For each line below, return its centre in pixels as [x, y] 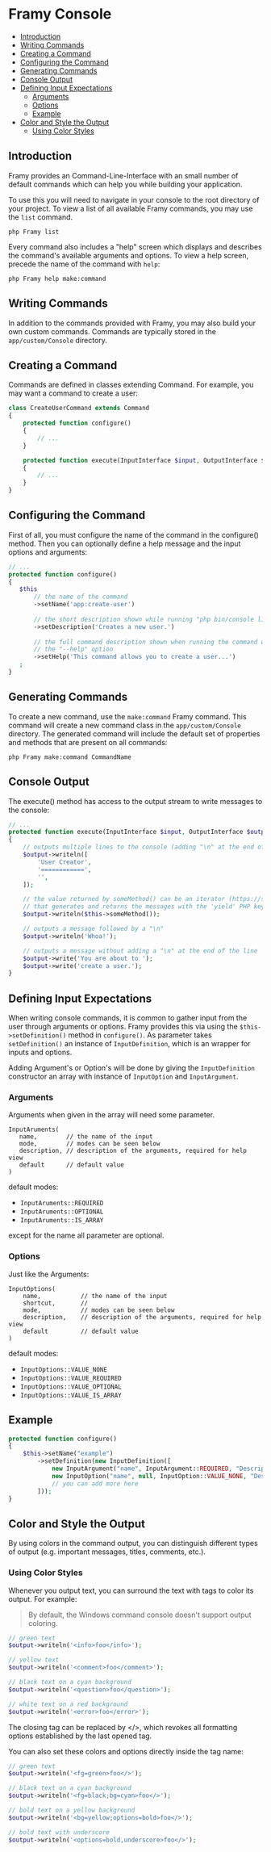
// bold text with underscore [59, 1832]
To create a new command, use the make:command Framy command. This [128, 716]
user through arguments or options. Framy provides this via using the [123, 1027]
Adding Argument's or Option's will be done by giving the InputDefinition [132, 1068]
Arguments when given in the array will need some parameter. [112, 1115]
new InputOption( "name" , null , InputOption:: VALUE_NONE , [149, 1476]
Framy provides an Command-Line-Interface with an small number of [123, 175]
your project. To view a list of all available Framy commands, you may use [131, 208]
